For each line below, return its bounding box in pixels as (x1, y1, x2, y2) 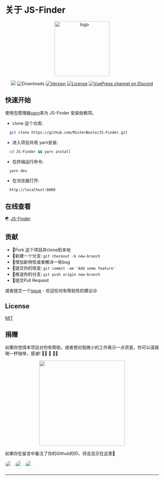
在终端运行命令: (12, 159, 44, 164)
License (5, 302, 30, 310)
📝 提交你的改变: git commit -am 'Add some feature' (12, 265, 116, 271)
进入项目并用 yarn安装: (12, 140, 59, 145)
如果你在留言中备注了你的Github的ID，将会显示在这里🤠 (5, 450, 116, 456)
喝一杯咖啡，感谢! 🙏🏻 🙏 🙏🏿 (5, 350, 59, 356)
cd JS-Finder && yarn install (9, 149, 71, 154)
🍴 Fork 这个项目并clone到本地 (12, 247, 71, 253)
